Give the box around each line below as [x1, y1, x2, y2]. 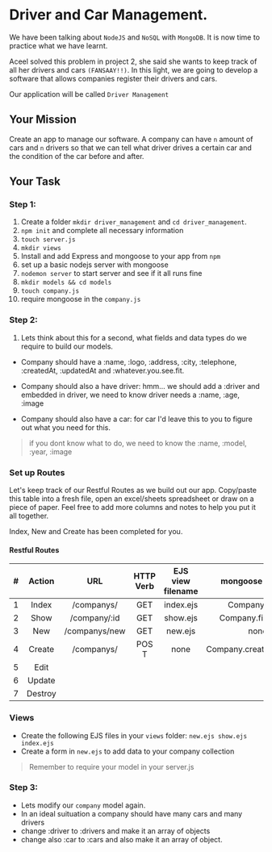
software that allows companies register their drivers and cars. [9, 73, 217, 83]
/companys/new [64, 625, 126, 637]
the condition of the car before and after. [9, 151, 144, 161]
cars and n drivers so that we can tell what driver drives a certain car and [9, 143, 253, 152]
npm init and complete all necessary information [20, 226, 184, 236]
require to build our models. [20, 341, 114, 351]
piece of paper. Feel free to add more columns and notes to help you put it [9, 503, 257, 512]
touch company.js [20, 287, 80, 295]
